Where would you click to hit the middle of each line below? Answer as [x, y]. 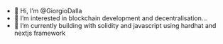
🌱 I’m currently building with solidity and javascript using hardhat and [115, 25]
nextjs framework [40, 33]
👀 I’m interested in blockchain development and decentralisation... [110, 18]
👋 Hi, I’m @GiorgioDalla [48, 11]
